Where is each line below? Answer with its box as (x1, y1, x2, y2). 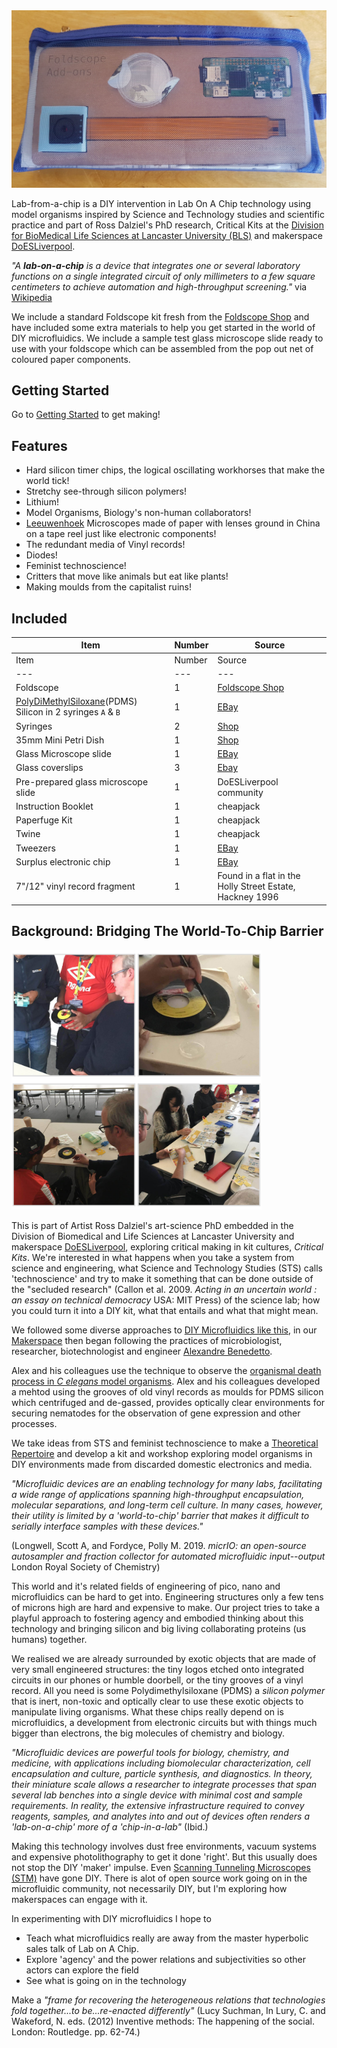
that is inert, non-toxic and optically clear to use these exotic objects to (11, 1695, 304, 1707)
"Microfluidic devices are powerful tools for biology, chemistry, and (11, 1746, 289, 1758)
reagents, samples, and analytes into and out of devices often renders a (11, 1810, 311, 1822)
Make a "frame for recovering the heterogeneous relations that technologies (11, 1994, 326, 2006)
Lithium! (25, 496, 59, 508)
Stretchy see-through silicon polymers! (25, 485, 187, 498)
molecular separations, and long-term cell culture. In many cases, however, (11, 1499, 324, 1511)
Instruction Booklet (15, 800, 94, 812)
